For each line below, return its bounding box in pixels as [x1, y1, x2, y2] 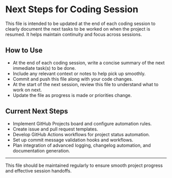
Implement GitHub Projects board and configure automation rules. [12, 120, 152, 126]
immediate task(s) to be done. [12, 65, 76, 71]
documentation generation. [12, 147, 70, 154]
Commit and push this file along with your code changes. [12, 75, 133, 82]
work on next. [12, 87, 42, 93]
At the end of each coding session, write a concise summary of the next [12, 60, 165, 66]
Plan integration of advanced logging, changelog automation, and [12, 142, 151, 148]
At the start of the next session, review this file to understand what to [12, 81, 159, 87]
